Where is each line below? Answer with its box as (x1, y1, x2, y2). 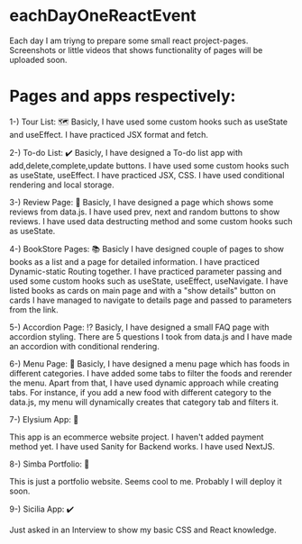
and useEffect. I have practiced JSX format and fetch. (9, 129, 209, 140)
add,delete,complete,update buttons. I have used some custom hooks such (9, 159, 289, 171)
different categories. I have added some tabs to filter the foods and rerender (9, 367, 293, 378)
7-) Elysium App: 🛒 (9, 413, 79, 424)
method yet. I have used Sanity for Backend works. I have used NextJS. (9, 440, 275, 451)
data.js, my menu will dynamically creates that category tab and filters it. (9, 396, 279, 407)
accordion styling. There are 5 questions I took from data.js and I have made (9, 331, 293, 342)
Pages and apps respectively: (9, 86, 236, 106)
